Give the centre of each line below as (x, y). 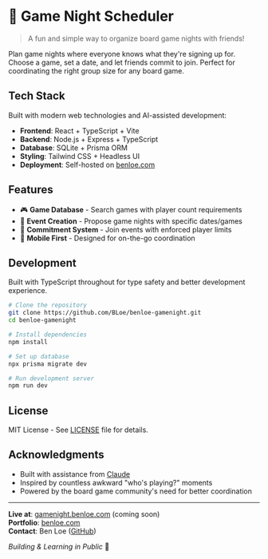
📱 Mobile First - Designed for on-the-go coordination (107, 238)
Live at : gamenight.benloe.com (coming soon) (84, 513)
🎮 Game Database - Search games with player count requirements (131, 209)
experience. (28, 291)
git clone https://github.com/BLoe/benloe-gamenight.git (105, 313)
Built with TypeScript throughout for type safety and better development (127, 282)
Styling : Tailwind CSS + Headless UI (80, 156)
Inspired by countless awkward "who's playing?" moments (116, 482)
